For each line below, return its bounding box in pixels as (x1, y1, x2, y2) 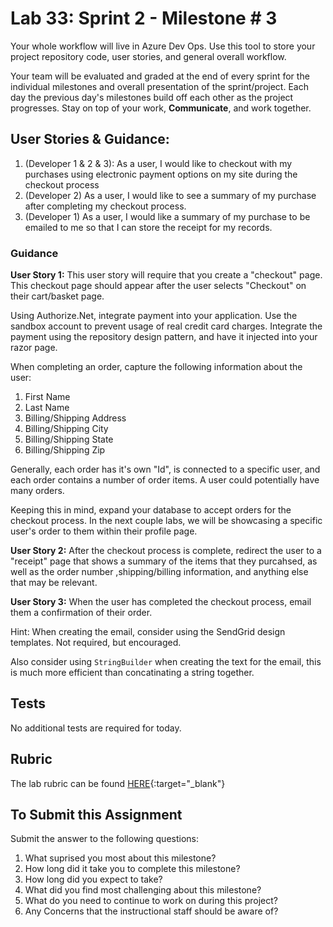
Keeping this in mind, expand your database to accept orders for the (10, 504, 292, 516)
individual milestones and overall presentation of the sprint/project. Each (10, 80, 309, 92)
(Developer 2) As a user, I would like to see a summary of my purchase (24, 189, 317, 201)
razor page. (10, 342, 58, 354)
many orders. (10, 485, 65, 497)
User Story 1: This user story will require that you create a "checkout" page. (10, 269, 323, 281)
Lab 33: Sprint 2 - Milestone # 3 (10, 7, 278, 30)
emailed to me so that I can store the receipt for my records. (24, 221, 273, 233)
